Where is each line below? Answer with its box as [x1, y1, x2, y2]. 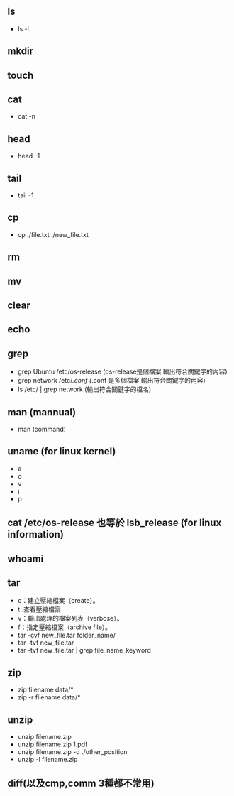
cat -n [17, 112, 36, 121]
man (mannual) [7, 406, 77, 418]
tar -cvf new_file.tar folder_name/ [17, 631, 116, 640]
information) [7, 528, 64, 540]
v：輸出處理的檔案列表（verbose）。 [17, 614, 123, 623]
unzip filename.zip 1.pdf [17, 740, 88, 748]
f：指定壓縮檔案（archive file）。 [17, 623, 112, 631]
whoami [7, 552, 44, 565]
